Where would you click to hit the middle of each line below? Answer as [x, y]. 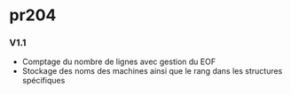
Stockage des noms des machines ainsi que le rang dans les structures [152, 71]
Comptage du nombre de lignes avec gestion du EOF [118, 61]
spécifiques [43, 81]
